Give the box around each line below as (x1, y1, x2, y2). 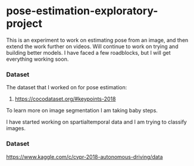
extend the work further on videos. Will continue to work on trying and (6, 43, 179, 50)
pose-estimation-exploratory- (6, 4, 158, 18)
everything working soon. (6, 55, 69, 62)
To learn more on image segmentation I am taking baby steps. (6, 107, 158, 114)
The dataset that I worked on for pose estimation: (6, 84, 127, 91)
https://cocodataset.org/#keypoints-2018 (14, 95, 116, 102)
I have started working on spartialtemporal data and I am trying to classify (6, 118, 187, 126)
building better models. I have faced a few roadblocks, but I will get (6, 49, 171, 56)
